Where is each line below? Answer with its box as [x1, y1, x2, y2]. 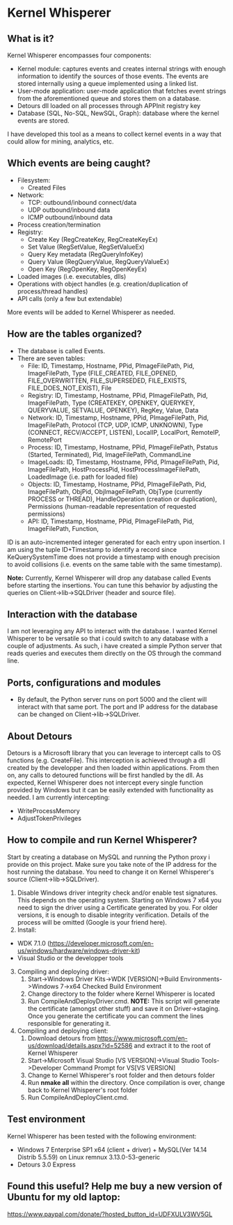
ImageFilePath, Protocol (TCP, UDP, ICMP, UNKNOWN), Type [27, 420, 203, 429]
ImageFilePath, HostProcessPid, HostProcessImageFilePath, [27, 465, 200, 473]
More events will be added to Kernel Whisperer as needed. [7, 308, 175, 316]
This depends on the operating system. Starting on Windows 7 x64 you [17, 895, 222, 904]
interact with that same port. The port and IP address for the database [17, 702, 218, 711]
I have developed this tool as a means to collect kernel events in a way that [7, 130, 222, 138]
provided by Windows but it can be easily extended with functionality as [7, 786, 214, 794]
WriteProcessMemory [17, 807, 80, 815]
